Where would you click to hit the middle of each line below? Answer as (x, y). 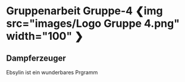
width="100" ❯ (45, 36)
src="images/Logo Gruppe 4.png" (93, 23)
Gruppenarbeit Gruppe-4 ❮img (84, 11)
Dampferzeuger (36, 58)
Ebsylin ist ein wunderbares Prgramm (52, 72)
